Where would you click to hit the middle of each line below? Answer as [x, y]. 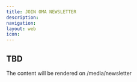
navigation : [21, 23]
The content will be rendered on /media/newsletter [69, 73]
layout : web [21, 29]
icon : [13, 34]
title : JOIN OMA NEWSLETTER [41, 12]
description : [23, 17]
